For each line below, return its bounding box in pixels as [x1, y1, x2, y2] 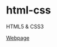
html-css [6, 4, 51, 17]
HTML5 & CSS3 [6, 23, 44, 30]
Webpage [6, 34, 30, 41]
